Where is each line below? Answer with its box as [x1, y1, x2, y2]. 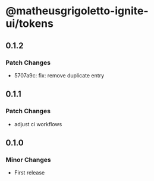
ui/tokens [5, 17, 54, 30]
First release [14, 169, 45, 176]
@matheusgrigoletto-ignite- [5, 4, 149, 18]
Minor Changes [5, 155, 51, 164]
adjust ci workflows [14, 120, 62, 127]
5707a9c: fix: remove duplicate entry [14, 71, 105, 79]
